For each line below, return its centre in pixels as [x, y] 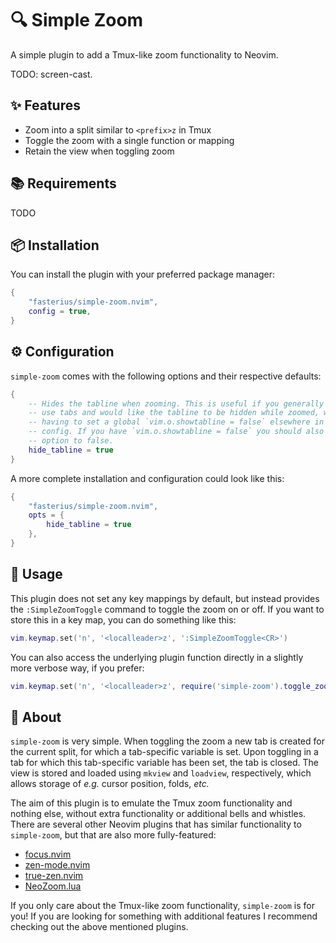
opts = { [46, 515]
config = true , [60, 312]
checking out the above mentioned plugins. [99, 927]
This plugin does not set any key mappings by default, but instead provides [165, 598]
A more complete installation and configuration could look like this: [147, 478]
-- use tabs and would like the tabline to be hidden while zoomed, [174, 413]
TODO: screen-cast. [51, 74]
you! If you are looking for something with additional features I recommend [164, 916]
